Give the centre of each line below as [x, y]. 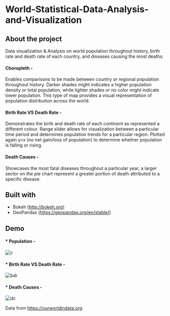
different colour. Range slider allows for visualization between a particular [82, 129]
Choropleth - [19, 68]
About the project [34, 39]
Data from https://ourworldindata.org [44, 308]
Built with [21, 195]
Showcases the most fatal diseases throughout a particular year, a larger [81, 168]
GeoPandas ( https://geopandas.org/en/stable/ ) [62, 213]
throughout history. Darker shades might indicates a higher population [79, 85]
